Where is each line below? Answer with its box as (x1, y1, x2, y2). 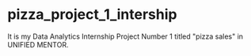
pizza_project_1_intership (7, 6, 177, 24)
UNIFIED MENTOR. (7, 39, 69, 49)
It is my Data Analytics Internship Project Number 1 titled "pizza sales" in (7, 32, 243, 41)
